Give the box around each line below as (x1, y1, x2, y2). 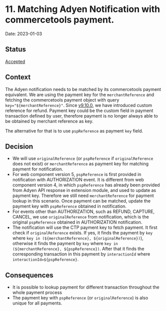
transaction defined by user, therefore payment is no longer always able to (5, 112, 158, 118)
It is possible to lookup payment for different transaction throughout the (12, 284, 160, 290)
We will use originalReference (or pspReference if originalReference (12, 155, 154, 161)
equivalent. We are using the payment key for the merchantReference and (5, 91, 155, 97)
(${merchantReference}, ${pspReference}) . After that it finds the (12, 246, 145, 252)
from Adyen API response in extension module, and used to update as (12, 187, 156, 193)
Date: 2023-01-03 (5, 30, 42, 36)
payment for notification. (12, 166, 63, 172)
